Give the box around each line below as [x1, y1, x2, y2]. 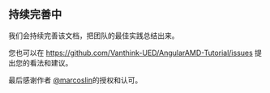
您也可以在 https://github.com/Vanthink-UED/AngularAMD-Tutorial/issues [8, 48, 253, 57]
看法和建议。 [29, 57, 73, 67]
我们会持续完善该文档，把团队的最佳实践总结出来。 [8, 31, 179, 40]
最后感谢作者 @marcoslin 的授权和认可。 [8, 75, 143, 85]
